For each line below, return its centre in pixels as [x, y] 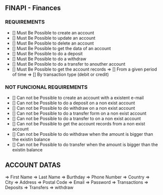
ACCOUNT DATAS [33, 165]
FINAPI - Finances [33, 8]
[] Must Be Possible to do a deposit [47, 53]
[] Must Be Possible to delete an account [53, 43]
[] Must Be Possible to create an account [53, 33]
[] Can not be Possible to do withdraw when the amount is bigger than [82, 134]
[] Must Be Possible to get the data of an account [61, 48]
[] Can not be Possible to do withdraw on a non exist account [73, 108]
